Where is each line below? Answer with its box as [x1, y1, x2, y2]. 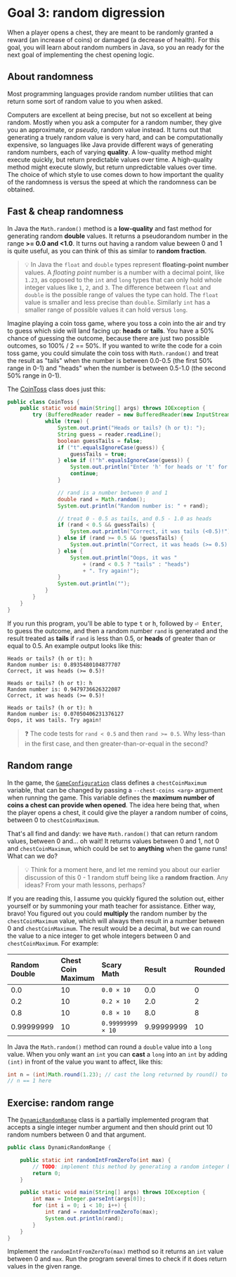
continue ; [70, 470, 99, 477]
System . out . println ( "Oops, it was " [70, 554, 178, 561]
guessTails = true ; [70, 451, 128, 458]
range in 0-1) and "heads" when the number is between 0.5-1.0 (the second [7, 364, 226, 372]
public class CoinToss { [7, 398, 80, 405]
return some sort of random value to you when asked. [7, 97, 163, 105]
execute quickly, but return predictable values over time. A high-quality [7, 155, 213, 164]
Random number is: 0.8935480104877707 [7, 661, 121, 668]
